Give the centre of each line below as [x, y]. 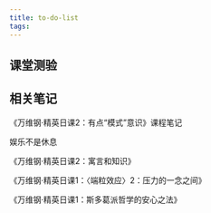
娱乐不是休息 [33, 141]
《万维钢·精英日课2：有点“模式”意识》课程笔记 [96, 122]
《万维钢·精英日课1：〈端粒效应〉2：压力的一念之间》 [108, 180]
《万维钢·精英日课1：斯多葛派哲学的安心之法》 [96, 199]
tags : [19, 26]
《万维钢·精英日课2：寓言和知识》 [72, 160]
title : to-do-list [44, 18]
